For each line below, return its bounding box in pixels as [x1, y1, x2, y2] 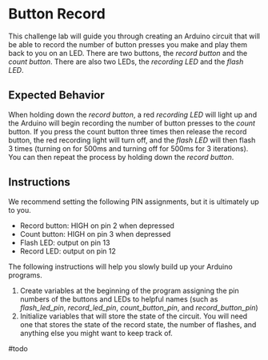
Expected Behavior [8, 89, 106, 102]
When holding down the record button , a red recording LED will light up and [8, 110, 258, 119]
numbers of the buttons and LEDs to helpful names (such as [19, 294, 218, 304]
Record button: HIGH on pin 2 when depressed [19, 221, 174, 230]
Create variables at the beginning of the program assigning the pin [19, 286, 239, 295]
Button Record [8, 5, 106, 23]
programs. [8, 270, 42, 280]
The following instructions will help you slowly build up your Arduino [8, 262, 234, 271]
